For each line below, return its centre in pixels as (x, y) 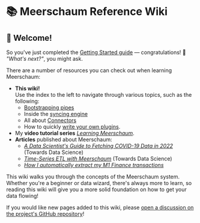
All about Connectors (50, 120)
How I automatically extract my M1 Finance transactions (94, 165)
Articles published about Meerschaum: (63, 139)
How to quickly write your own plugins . (72, 127)
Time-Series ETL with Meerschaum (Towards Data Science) (98, 159)
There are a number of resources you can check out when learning (89, 70)
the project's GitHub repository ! (45, 214)
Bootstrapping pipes (49, 108)
